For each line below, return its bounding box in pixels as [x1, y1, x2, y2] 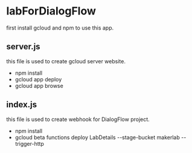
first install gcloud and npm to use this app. [6, 24, 114, 31]
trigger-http [14, 140, 44, 147]
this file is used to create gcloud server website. [6, 57, 126, 64]
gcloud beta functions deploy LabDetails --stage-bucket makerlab [14, 134, 180, 141]
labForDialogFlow [6, 4, 97, 18]
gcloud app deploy [14, 75, 62, 83]
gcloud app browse [14, 82, 63, 89]
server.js [6, 42, 40, 52]
